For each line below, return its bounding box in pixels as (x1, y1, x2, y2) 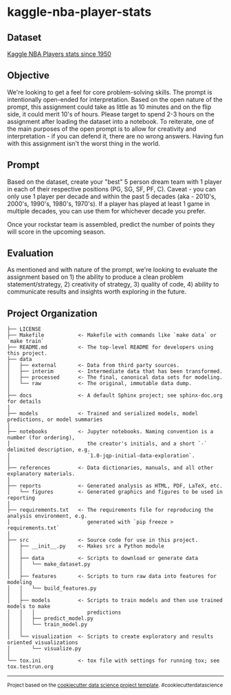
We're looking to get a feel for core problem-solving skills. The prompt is (7, 87, 212, 96)
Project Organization (7, 307, 98, 319)
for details (7, 398, 41, 405)
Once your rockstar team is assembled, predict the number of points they (7, 220, 215, 228)
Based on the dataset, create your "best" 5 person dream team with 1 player (7, 177, 222, 186)
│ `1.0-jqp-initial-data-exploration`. (7, 453, 195, 459)
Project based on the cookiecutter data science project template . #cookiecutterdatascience (7, 682, 223, 689)
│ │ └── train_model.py (7, 621, 88, 628)
